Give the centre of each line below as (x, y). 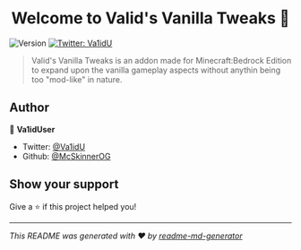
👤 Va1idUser (32, 129)
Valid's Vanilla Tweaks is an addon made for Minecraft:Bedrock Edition (161, 60)
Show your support (64, 184)
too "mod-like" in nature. (77, 79)
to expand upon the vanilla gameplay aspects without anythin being (156, 70)
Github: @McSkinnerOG (66, 156)
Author (29, 108)
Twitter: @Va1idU (54, 146)
